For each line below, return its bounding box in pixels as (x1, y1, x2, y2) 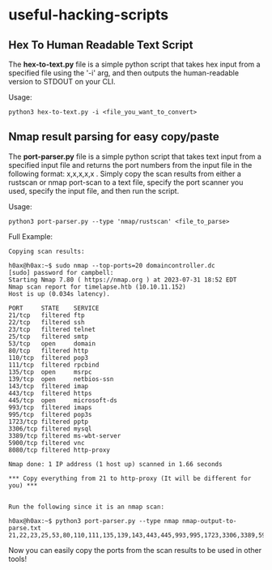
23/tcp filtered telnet (8, 325, 96, 333)
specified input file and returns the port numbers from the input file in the (8, 160, 253, 169)
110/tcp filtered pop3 (8, 354, 89, 362)
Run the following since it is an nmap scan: (8, 503, 164, 511)
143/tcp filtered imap (8, 382, 89, 390)
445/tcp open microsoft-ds (8, 396, 117, 405)
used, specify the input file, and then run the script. (8, 186, 180, 195)
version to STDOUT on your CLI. (8, 77, 116, 86)
